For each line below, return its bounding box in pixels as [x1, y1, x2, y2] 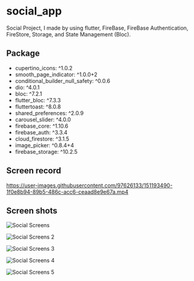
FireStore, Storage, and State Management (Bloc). [6, 30, 131, 38]
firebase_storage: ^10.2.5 [15, 148, 78, 155]
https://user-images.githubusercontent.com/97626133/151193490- [6, 182, 173, 189]
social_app [6, 4, 62, 18]
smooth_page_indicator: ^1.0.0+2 [15, 71, 98, 78]
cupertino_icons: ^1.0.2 [15, 64, 73, 71]
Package [6, 48, 41, 59]
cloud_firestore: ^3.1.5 [15, 135, 70, 142]
